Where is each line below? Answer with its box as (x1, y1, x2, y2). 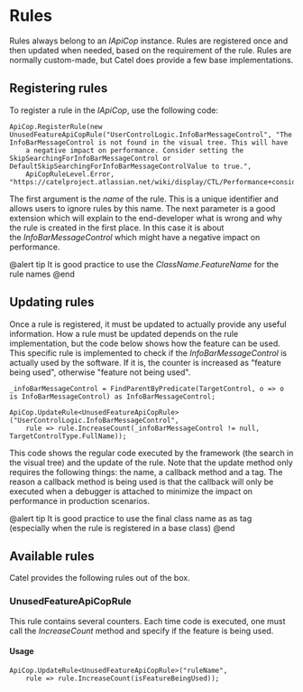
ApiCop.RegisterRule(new (9, 122, 103, 131)
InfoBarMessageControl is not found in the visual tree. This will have (9, 137, 289, 147)
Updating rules (9, 295, 95, 310)
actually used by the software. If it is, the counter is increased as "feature (9, 357, 281, 368)
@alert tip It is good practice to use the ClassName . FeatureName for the (9, 258, 280, 269)
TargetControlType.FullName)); (9, 431, 127, 441)
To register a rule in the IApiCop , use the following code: (9, 105, 219, 116)
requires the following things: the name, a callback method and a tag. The (9, 466, 283, 477)
